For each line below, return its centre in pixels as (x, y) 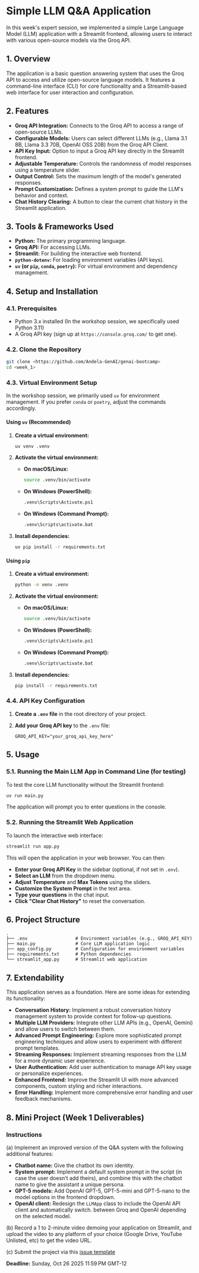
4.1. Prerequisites (32, 308)
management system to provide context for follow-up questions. (93, 1016)
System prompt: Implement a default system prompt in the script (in (98, 1172)
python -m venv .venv (41, 585)
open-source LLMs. (39, 132)
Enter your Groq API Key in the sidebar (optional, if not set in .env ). (97, 869)
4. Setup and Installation (52, 291)
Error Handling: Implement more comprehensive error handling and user (104, 1092)
